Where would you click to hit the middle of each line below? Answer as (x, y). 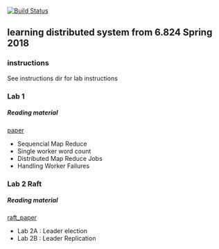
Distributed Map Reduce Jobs (60, 158)
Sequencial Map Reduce (52, 144)
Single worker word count (54, 151)
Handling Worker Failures (53, 166)
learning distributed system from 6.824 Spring (110, 32)
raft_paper (22, 218)
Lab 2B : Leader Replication (56, 239)
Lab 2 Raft (25, 184)
